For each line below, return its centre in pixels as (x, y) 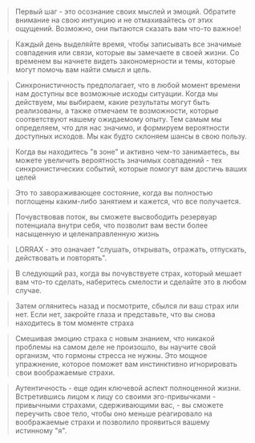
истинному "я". (41, 431)
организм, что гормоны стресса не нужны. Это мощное (111, 355)
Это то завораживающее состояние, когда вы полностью (114, 193)
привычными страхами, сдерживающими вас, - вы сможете (119, 405)
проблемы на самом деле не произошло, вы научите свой (115, 347)
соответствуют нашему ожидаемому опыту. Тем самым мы (118, 119)
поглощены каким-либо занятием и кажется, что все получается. (128, 201)
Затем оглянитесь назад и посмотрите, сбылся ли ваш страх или (127, 306)
